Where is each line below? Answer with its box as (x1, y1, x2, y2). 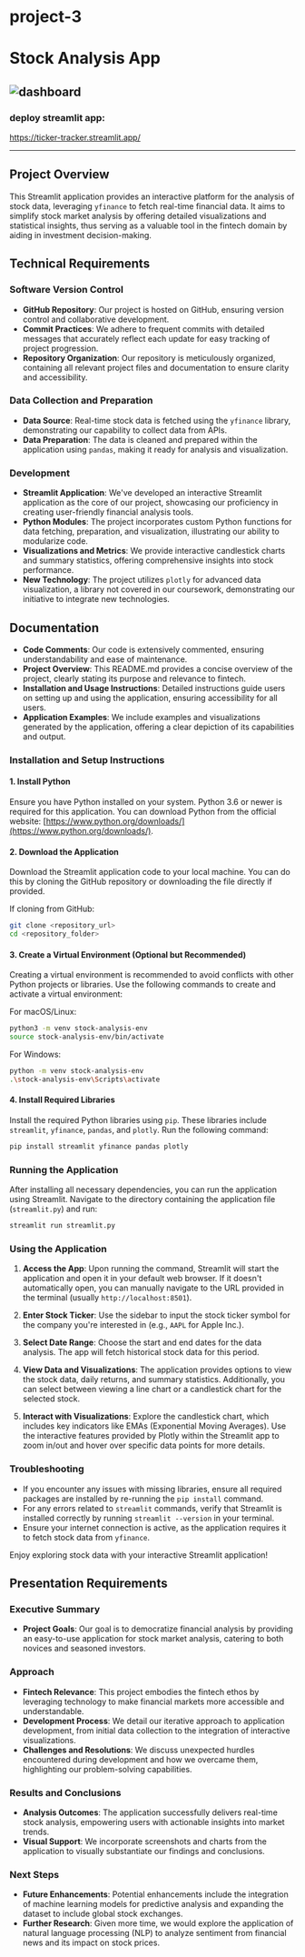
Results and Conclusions (9, 1786, 122, 1799)
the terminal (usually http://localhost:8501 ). (22, 1292, 192, 1303)
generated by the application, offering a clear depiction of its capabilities (22, 721, 295, 732)
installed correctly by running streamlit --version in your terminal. (22, 1512, 275, 1523)
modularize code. (22, 536, 89, 547)
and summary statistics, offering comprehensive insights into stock (22, 555, 274, 566)
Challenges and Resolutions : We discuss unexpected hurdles (22, 1744, 255, 1755)
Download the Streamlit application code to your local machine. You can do (9, 867, 290, 878)
